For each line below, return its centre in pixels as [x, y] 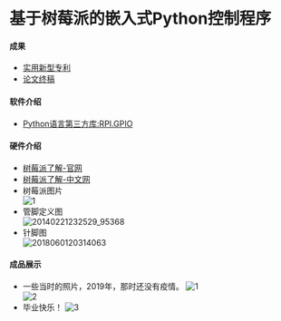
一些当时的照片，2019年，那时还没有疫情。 [103, 286]
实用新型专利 [46, 68]
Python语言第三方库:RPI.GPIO [78, 123]
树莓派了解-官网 [53, 168]
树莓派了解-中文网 [56, 179]
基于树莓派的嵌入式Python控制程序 [140, 19]
